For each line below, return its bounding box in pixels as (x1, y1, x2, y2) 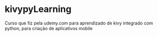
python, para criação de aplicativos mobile (5, 25, 93, 31)
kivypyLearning (5, 3, 72, 15)
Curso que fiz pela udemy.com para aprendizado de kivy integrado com (5, 20, 153, 26)
